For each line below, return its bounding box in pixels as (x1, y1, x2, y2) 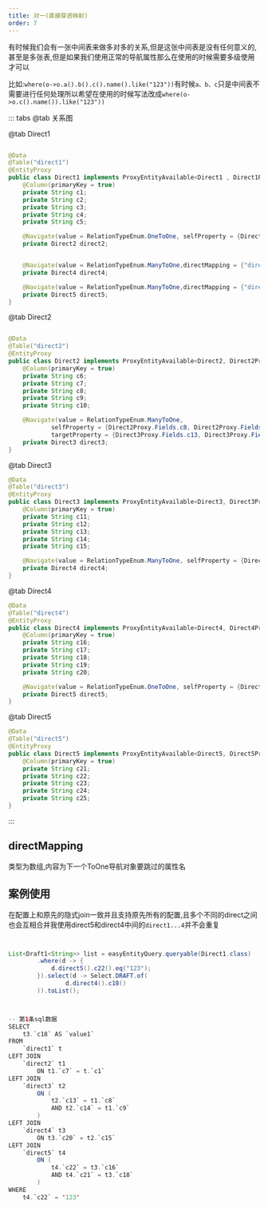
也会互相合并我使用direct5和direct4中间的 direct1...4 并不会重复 (8, 920, 220, 929)
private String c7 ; (22, 379, 88, 387)
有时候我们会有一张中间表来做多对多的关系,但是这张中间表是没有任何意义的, (8, 42, 258, 52)
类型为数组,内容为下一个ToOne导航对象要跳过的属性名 (8, 861, 186, 871)
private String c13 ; (22, 528, 91, 536)
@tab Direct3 (8, 460, 52, 469)
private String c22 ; (22, 772, 91, 780)
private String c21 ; (22, 764, 91, 773)
